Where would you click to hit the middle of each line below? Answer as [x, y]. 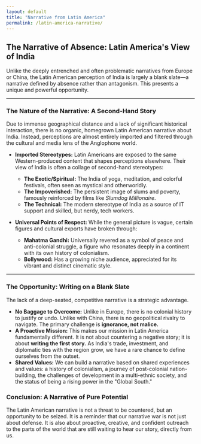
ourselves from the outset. [47, 356]
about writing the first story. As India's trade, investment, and [92, 343]
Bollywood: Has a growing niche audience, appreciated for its [100, 259]
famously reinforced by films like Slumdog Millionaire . [90, 198]
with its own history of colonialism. [66, 253]
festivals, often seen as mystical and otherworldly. [86, 185]
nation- [179, 369]
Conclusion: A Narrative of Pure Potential [67, 397]
